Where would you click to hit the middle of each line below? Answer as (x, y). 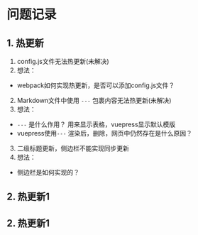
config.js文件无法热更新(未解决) (63, 61)
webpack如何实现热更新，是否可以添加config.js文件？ (96, 85)
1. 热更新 (25, 43)
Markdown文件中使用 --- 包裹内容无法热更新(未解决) (94, 100)
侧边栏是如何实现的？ (48, 172)
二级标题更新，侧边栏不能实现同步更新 (73, 148)
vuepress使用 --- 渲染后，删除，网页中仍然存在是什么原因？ (105, 133)
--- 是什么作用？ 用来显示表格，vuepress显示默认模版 (96, 124)
